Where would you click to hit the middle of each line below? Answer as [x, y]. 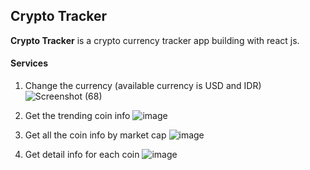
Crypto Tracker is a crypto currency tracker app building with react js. [155, 40]
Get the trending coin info [77, 116]
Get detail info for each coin [82, 155]
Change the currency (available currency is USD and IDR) [143, 86]
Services [29, 63]
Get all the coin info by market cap [95, 135]
